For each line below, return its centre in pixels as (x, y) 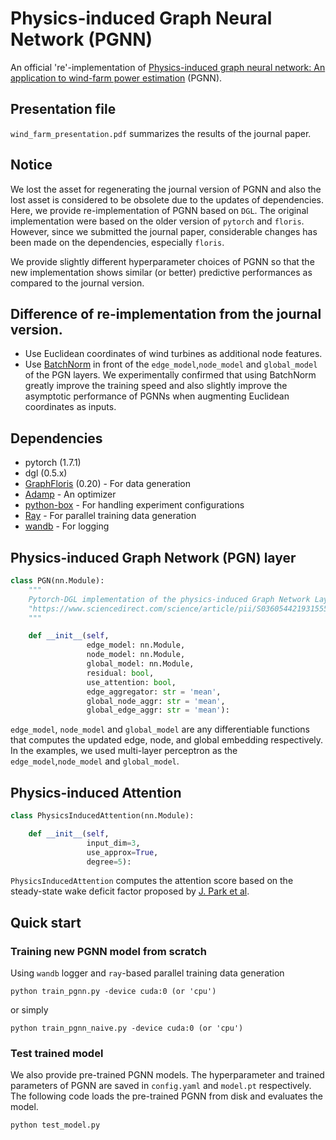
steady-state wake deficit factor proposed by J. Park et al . (130, 891)
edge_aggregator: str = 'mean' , (154, 692)
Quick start (46, 922)
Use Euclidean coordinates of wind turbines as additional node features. (173, 354)
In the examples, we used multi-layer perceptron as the (124, 751)
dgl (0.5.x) (46, 473)
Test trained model (57, 1054)
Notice (31, 165)
